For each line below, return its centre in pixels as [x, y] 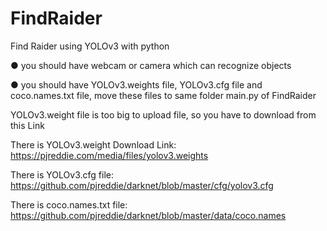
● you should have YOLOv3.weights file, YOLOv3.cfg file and [136, 84]
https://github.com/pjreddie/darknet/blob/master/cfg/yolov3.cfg [142, 185]
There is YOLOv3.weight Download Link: [93, 144]
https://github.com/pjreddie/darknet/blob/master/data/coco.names [148, 215]
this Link [27, 125]
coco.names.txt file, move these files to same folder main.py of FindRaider [163, 95]
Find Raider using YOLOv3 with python [90, 46]
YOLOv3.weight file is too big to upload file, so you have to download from [163, 114]
